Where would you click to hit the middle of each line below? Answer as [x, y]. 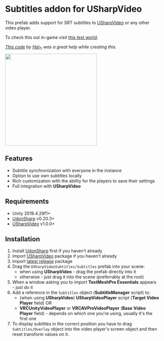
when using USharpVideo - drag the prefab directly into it [78, 272]
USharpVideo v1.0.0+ [34, 224]
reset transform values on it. [41, 334]
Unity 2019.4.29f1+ [31, 213]
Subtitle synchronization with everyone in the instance [67, 170]
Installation [23, 239]
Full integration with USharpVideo [46, 186]
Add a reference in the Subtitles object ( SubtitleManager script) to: [81, 292]
